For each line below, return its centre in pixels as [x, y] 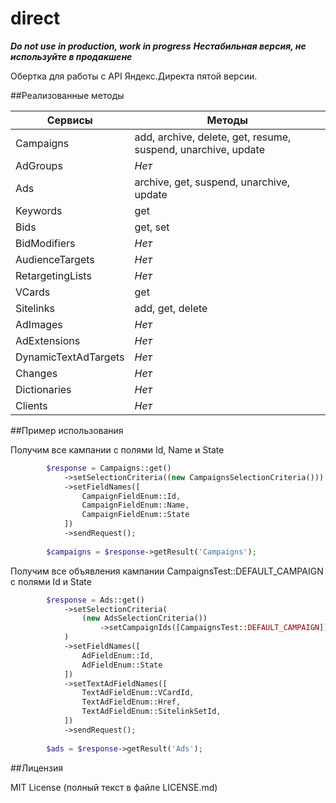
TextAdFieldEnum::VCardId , [138, 693]
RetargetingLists [53, 275]
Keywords [39, 210]
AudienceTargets [55, 259]
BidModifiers [45, 243]
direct [35, 18]
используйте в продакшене [71, 56]
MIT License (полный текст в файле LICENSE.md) [114, 787]
